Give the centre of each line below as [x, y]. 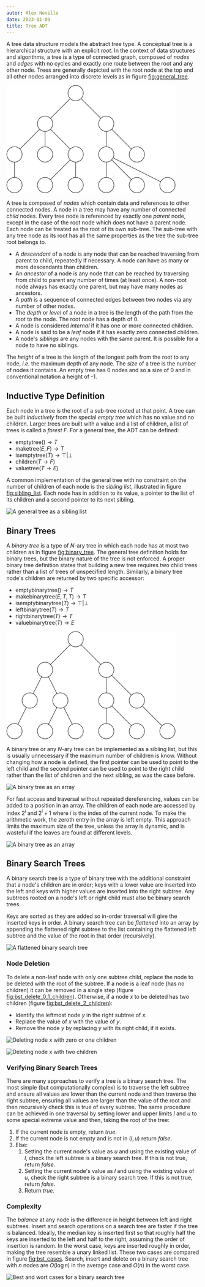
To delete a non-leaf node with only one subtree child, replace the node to [100, 977]
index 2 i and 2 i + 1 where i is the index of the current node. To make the [96, 812]
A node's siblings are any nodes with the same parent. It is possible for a [107, 339]
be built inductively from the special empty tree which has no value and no [100, 418]
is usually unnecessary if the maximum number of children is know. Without [102, 755]
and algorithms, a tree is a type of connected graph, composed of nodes [98, 57]
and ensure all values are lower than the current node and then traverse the [102, 1094]
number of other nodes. [45, 306]
